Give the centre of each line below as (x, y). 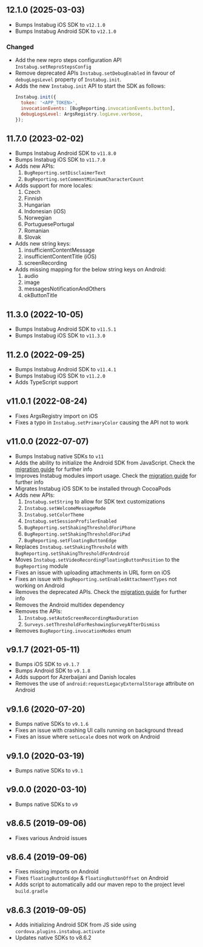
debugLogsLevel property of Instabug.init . (68, 80)
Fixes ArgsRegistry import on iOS (56, 416)
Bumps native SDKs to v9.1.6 (52, 724)
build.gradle (32, 892)
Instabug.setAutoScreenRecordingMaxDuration (81, 618)
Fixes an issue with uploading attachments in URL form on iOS (93, 572)
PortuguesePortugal (49, 224)
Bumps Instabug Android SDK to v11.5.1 (65, 329)
